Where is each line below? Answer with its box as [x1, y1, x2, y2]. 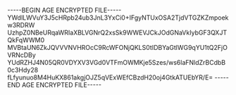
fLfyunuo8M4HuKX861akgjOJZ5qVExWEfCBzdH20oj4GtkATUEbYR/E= [7, 73, 213, 82]
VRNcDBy [7, 51, 37, 59]
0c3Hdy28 [7, 66, 39, 74]
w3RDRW [7, 21, 35, 29]
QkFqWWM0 [7, 36, 45, 44]
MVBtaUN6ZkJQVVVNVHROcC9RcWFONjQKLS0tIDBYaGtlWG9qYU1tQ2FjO [7, 44, 228, 51]
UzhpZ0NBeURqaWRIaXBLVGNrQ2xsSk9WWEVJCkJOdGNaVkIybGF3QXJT [7, 28, 228, 37]
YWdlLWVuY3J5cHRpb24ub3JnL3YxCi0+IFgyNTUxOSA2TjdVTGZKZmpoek [7, 13, 229, 22]
